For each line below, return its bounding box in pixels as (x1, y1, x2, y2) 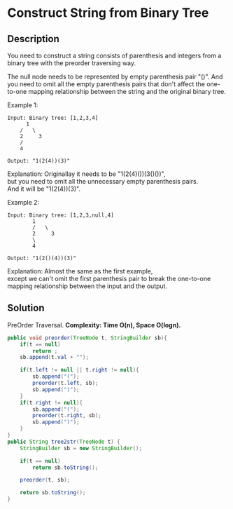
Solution (7, 302, 45, 314)
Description (7, 33, 59, 45)
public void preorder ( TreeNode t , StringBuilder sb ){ (7, 334, 168, 341)
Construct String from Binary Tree (7, 5, 209, 21)
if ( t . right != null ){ (20, 399, 83, 406)
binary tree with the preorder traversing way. (7, 59, 136, 67)
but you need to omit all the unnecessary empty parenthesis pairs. (7, 177, 199, 185)
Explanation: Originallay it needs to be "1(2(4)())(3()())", (7, 170, 166, 178)
